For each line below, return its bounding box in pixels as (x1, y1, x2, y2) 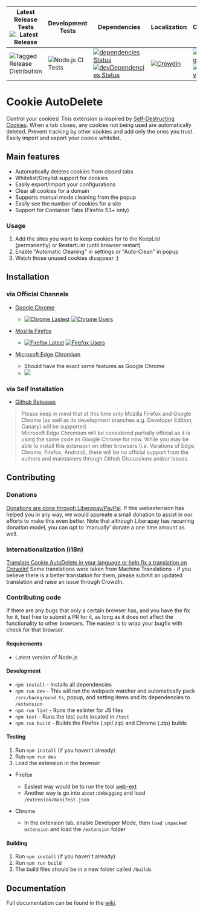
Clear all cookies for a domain (14, 187, 89, 194)
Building (6, 839, 28, 847)
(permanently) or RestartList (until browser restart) (14, 242, 141, 249)
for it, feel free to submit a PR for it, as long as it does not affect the (6, 613, 173, 621)
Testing (6, 733, 26, 740)
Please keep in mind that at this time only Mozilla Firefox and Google (21, 410, 192, 418)
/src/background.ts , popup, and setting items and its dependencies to (14, 693, 190, 700)
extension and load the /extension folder (24, 825, 126, 833)
